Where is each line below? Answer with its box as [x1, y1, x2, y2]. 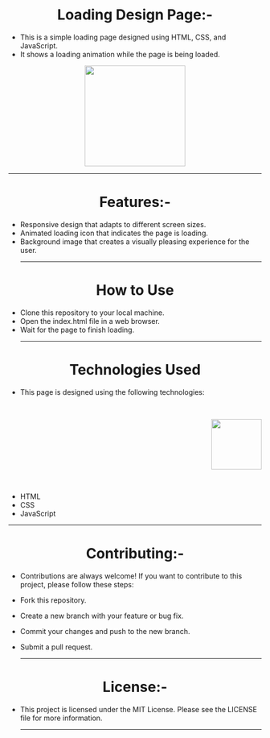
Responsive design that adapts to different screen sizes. [19, 219, 207, 229]
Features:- [99, 193, 171, 211]
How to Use [96, 281, 174, 300]
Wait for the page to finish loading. [19, 325, 135, 334]
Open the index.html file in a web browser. [19, 316, 161, 325]
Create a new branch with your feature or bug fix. [19, 611, 184, 620]
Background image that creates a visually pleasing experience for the [19, 236, 250, 247]
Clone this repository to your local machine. [19, 308, 165, 317]
